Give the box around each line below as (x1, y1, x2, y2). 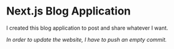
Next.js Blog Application (6, 4, 132, 18)
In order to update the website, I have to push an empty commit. (6, 36, 167, 43)
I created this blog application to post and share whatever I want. (6, 24, 169, 31)
